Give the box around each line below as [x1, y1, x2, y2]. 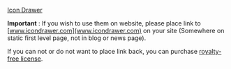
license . [20, 55, 43, 63]
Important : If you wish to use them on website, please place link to [7, 19, 201, 27]
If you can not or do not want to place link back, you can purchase [7, 48, 198, 55]
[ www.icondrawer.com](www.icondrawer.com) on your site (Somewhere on [7, 27, 225, 34]
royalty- [198, 48, 222, 55]
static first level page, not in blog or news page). [7, 34, 147, 42]
